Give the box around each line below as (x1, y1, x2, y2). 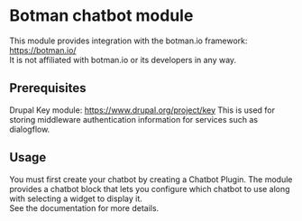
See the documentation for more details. (9, 202, 160, 213)
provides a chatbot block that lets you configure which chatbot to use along (9, 183, 290, 194)
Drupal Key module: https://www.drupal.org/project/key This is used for (9, 105, 275, 115)
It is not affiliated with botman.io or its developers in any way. (9, 54, 237, 65)
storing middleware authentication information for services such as (9, 114, 259, 124)
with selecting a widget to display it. (9, 193, 142, 204)
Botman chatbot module (9, 5, 194, 26)
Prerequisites (9, 80, 87, 96)
